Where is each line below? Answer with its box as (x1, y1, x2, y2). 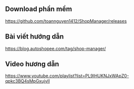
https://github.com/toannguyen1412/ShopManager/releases (5, 18, 127, 24)
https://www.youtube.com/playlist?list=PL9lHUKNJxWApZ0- (5, 73, 129, 79)
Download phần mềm (5, 5, 72, 13)
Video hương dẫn (5, 60, 60, 68)
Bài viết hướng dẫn (5, 33, 64, 41)
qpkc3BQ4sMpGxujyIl (5, 78, 50, 84)
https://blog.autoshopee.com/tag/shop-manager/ (5, 45, 106, 51)
